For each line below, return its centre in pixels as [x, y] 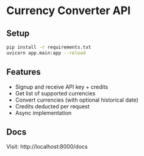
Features [23, 72]
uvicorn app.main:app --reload [46, 53]
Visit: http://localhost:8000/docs [47, 147]
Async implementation [43, 113]
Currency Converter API [69, 11]
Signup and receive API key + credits [62, 87]
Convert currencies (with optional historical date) [77, 100]
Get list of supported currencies [55, 93]
